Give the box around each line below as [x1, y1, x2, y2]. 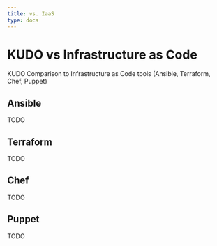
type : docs [7, 17, 39, 24]
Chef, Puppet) [7, 77, 47, 86]
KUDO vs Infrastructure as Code [7, 47, 197, 63]
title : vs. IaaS [7, 10, 54, 17]
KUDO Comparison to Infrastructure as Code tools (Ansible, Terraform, [7, 70, 211, 78]
